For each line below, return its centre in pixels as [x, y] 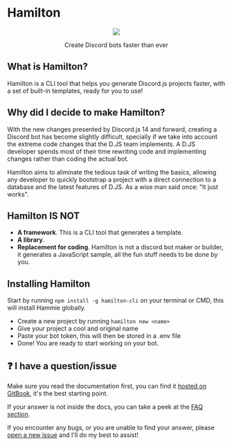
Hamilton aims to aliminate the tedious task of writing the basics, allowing [112, 172]
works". [18, 194]
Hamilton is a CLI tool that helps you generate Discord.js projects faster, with [116, 83]
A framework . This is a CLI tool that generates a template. [100, 233]
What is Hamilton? [48, 67]
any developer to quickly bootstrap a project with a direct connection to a [112, 179]
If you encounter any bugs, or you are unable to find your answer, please [111, 428]
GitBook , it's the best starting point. [58, 393]
